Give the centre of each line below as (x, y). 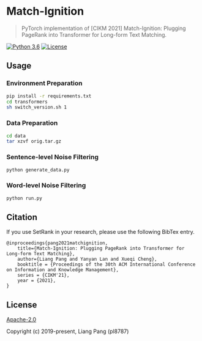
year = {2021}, (37, 281)
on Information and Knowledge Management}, (63, 270)
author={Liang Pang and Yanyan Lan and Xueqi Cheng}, (87, 259)
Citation (22, 218)
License (22, 305)
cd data (16, 136)
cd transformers (27, 102)
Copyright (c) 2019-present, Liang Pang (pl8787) (68, 331)
